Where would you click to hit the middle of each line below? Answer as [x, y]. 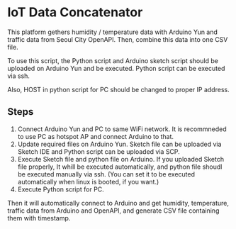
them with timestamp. [39, 218]
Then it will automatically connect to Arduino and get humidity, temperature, [118, 203]
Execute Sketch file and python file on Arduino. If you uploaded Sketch [121, 159]
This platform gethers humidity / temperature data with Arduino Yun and [113, 32]
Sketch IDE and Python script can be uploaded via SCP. [99, 151]
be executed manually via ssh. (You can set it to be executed [106, 174]
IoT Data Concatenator [75, 12]
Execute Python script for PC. [61, 189]
